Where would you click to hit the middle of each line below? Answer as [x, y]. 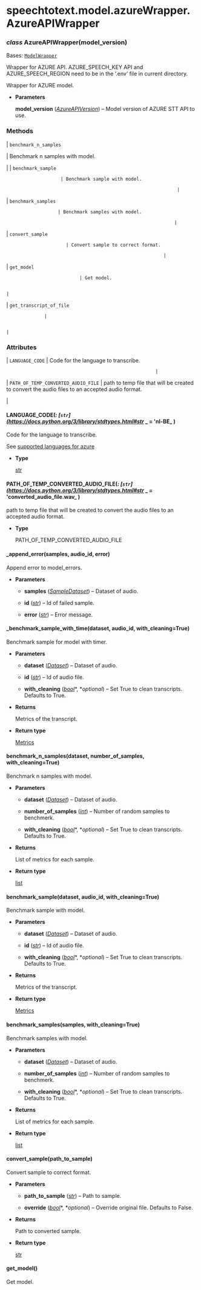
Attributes [21, 347]
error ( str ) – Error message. [58, 614]
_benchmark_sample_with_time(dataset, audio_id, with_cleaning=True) [98, 629]
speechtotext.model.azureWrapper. [98, 11]
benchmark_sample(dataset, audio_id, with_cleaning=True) [83, 897]
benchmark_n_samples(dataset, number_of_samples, [75, 756]
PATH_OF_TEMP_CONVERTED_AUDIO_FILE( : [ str [69, 484]
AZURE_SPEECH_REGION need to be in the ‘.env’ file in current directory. [97, 74]
